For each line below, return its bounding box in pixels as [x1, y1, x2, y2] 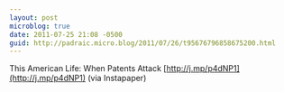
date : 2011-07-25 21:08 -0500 [9, 30, 124, 39]
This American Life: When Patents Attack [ [9, 63, 167, 74]
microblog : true [9, 22, 70, 31]
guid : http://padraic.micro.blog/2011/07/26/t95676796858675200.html [9, 38, 277, 48]
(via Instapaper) [87, 73, 147, 84]
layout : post [9, 13, 59, 23]
